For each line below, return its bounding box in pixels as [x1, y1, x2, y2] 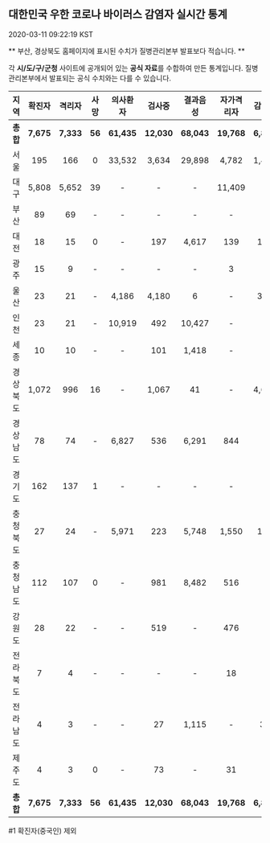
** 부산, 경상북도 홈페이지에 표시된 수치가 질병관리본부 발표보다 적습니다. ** [8, 46, 245, 56]
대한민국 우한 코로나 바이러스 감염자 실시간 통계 [8, 7, 227, 22]
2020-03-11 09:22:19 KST [8, 29, 94, 39]
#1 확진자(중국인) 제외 [8, 825, 77, 835]
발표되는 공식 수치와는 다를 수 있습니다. [49, 73, 171, 83]
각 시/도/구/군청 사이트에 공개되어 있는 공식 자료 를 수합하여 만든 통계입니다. [8, 63, 243, 72]
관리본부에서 [8, 73, 48, 83]
